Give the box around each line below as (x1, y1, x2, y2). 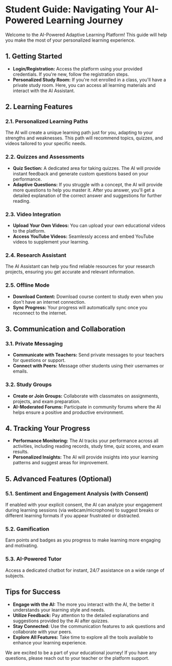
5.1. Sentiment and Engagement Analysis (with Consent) (5, 490, 149, 497)
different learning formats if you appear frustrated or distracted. (5, 513, 140, 519)
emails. (12, 368, 28, 374)
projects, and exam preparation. (12, 398, 81, 405)
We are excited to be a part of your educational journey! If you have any (5, 650, 157, 656)
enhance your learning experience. (12, 639, 87, 645)
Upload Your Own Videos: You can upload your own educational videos (12, 222, 166, 229)
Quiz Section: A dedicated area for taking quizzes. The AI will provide (12, 165, 161, 171)
